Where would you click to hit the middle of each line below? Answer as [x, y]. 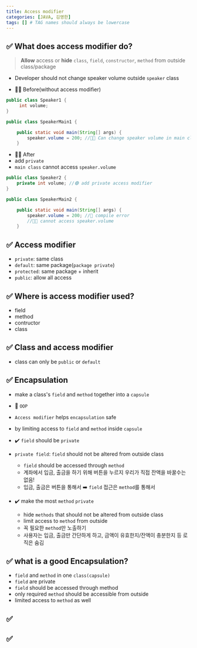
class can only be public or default [57, 362]
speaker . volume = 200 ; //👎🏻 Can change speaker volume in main [106, 138]
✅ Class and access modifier [60, 348]
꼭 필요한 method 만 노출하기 [55, 527]
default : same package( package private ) [64, 265]
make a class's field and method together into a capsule [82, 394]
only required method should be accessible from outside [81, 594]
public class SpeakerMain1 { [42, 122]
